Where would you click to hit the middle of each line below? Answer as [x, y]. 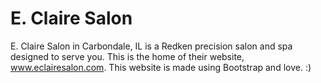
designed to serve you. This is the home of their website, [127, 56]
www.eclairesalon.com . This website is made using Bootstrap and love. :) [161, 67]
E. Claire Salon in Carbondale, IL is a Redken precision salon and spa [151, 46]
